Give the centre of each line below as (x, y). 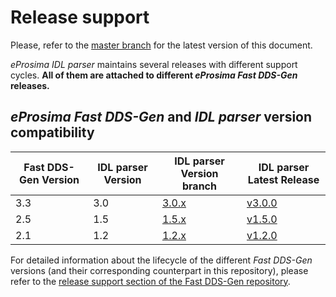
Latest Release (283, 179)
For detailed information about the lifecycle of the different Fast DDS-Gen (161, 260)
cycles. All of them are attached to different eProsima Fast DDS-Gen (154, 75)
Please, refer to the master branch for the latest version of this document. (161, 45)
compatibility (52, 132)
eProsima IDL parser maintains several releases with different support (154, 64)
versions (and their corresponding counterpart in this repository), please (159, 270)
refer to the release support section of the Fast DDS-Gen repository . (150, 281)
